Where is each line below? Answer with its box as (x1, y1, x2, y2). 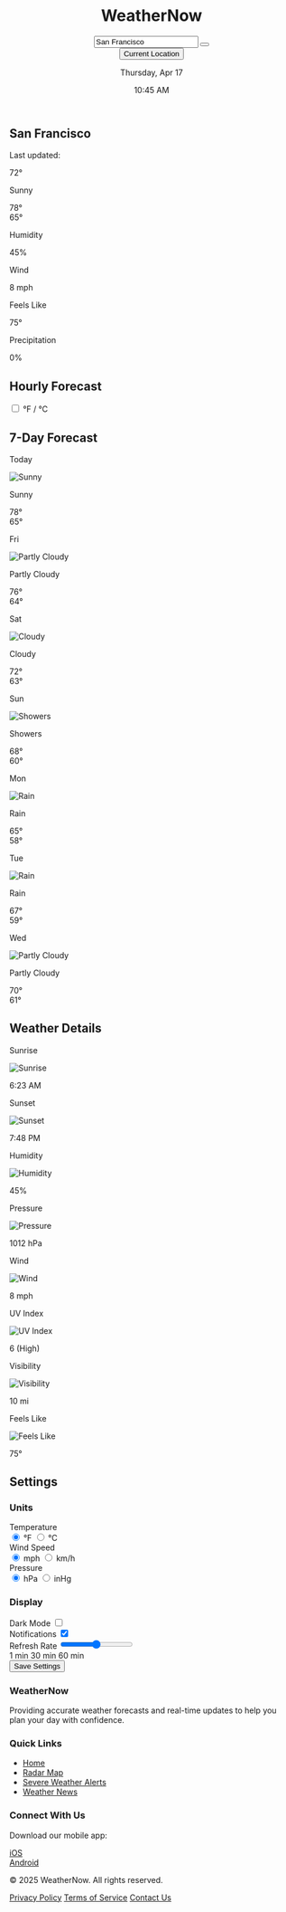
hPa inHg (23, 1574, 72, 1584)
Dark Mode (9, 1617, 51, 1629)
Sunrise (9, 1044, 38, 1055)
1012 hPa (9, 1237, 42, 1249)
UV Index (9, 1308, 44, 1318)
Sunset (9, 1097, 36, 1108)
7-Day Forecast (9, 430, 98, 445)
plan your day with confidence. (9, 1715, 125, 1726)
